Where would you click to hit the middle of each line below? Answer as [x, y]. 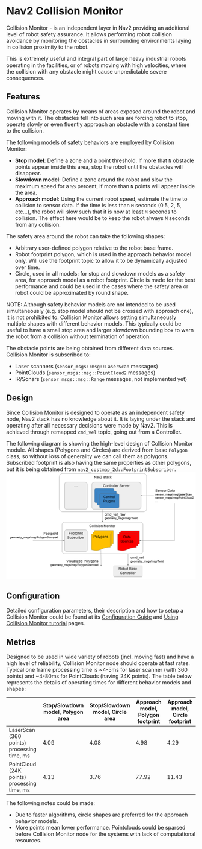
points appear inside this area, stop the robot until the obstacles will [99, 166]
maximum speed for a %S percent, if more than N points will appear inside [105, 186]
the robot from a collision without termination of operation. [79, 336]
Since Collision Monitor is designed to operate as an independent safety [96, 412]
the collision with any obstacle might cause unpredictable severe [87, 71]
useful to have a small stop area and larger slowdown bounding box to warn [100, 330]
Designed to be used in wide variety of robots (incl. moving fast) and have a [100, 657]
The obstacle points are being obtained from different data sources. [90, 348]
